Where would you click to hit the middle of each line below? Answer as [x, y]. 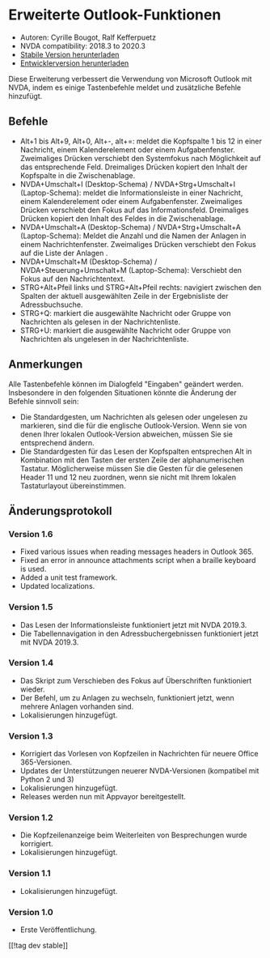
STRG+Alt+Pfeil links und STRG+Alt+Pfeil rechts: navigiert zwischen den [141, 287]
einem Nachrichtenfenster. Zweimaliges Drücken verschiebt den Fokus [138, 244]
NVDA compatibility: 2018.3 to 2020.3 [82, 45]
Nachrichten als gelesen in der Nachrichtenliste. [100, 321]
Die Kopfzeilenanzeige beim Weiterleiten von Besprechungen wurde [133, 835]
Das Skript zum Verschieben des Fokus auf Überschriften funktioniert [136, 680]
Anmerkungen [46, 365]
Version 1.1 [30, 874]
